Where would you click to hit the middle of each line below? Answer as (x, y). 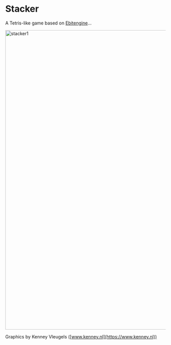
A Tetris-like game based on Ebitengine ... (48, 23)
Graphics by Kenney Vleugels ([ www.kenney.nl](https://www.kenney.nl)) (81, 336)
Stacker (22, 9)
